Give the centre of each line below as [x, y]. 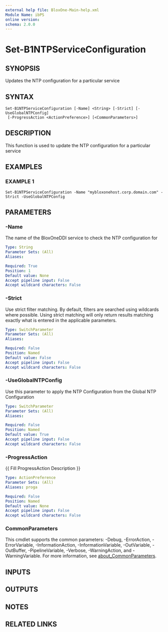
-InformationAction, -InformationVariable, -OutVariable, [93, 545]
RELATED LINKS [31, 624]
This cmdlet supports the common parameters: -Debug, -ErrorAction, [78, 539]
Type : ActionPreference [31, 478]
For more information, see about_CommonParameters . [100, 556]
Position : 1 [18, 271]
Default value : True [27, 435]
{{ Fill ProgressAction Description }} [43, 468]
